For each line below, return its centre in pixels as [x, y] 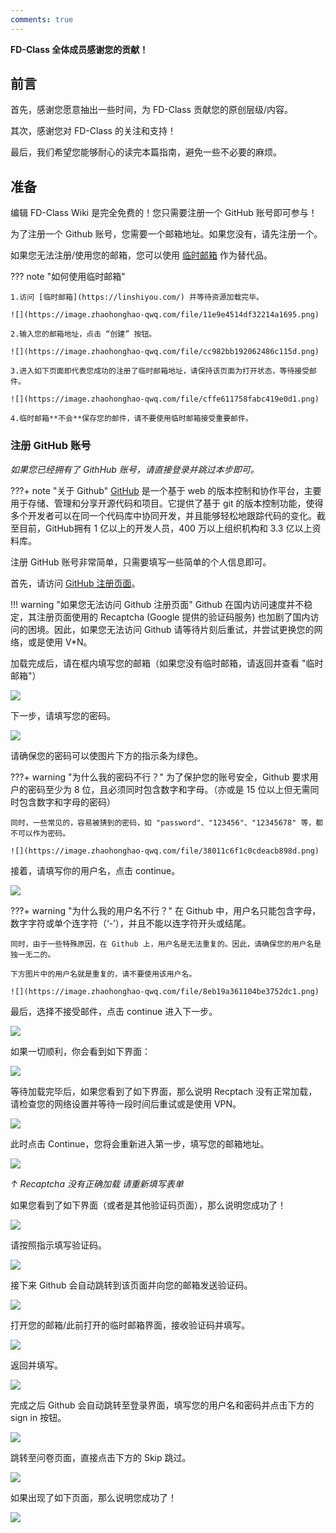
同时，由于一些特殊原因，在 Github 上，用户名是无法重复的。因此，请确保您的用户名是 [166, 944]
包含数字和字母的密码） [67, 802]
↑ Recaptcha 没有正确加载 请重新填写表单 [97, 1183]
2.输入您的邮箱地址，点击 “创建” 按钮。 [83, 334]
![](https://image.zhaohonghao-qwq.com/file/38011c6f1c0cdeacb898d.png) [165, 851]
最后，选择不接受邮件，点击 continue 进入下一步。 [114, 1011]
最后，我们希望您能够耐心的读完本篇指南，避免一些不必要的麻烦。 [146, 152]
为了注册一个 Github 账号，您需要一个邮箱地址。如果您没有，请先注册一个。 [166, 234]
